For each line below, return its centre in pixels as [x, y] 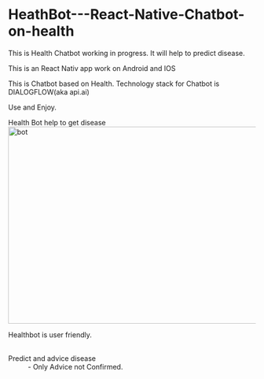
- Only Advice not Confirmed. [75, 366]
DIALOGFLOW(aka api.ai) [49, 91]
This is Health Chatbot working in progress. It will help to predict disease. [126, 53]
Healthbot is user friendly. [50, 334]
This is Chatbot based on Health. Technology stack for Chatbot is [114, 84]
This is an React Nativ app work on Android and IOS [92, 68]
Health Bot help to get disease [57, 122]
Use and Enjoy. [33, 107]
